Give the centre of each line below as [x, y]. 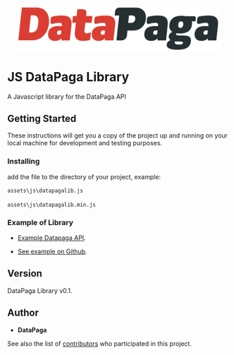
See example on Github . [52, 252]
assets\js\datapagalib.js [45, 191]
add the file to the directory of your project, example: [84, 176]
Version [25, 273]
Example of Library [41, 222]
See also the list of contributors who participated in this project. [100, 343]
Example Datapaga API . [51, 238]
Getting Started [42, 119]
